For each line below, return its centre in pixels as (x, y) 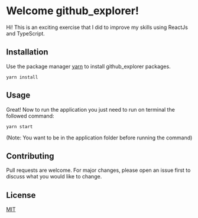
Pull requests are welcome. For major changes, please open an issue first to (98, 170)
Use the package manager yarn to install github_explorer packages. (88, 66)
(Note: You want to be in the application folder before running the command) (99, 138)
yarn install (22, 77)
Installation (27, 52)
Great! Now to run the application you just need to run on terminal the (91, 109)
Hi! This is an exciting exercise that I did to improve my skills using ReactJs (97, 27)
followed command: (30, 116)
